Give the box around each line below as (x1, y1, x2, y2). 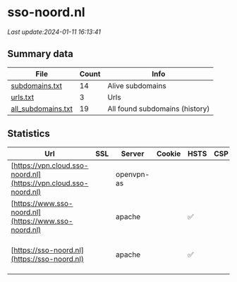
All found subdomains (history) (107, 104, 210, 114)
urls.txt (11, 92, 34, 102)
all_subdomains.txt (11, 104, 73, 114)
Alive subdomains (107, 80, 167, 90)
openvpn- (115, 169, 150, 179)
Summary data (7, 48, 74, 60)
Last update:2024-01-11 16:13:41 (7, 27, 101, 36)
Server (121, 149, 145, 159)
